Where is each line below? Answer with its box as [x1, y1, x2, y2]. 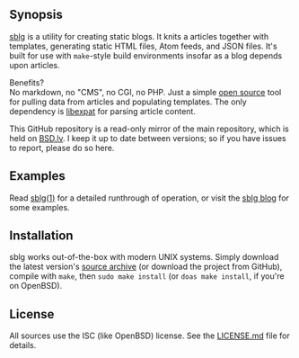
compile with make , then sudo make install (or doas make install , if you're [9, 271, 285, 282]
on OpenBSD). [9, 281, 63, 291]
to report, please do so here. [9, 142, 115, 153]
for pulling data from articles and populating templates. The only [9, 96, 247, 107]
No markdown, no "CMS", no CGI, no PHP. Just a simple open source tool [9, 86, 282, 97]
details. [9, 340, 37, 351]
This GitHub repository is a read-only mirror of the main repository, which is [9, 123, 289, 134]
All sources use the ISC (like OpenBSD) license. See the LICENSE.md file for [9, 330, 290, 341]
